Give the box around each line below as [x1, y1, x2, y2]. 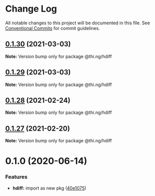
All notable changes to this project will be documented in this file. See [5, 20, 150, 26]
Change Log [5, 3, 57, 15]
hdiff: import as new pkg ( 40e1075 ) [12, 185, 87, 191]
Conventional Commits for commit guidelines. [5, 25, 100, 31]
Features [5, 173, 28, 180]
